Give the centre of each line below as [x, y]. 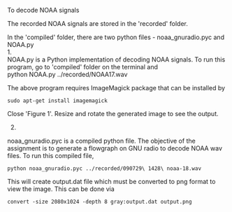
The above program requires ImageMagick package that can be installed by [116, 88]
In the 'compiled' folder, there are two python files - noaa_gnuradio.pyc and [116, 37]
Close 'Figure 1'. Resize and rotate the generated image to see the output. [113, 114]
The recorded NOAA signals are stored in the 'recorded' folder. [98, 23]
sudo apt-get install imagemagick [58, 101]
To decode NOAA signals [43, 10]
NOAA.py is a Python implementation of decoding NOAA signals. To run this [116, 59]
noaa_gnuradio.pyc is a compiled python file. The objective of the [101, 141]
